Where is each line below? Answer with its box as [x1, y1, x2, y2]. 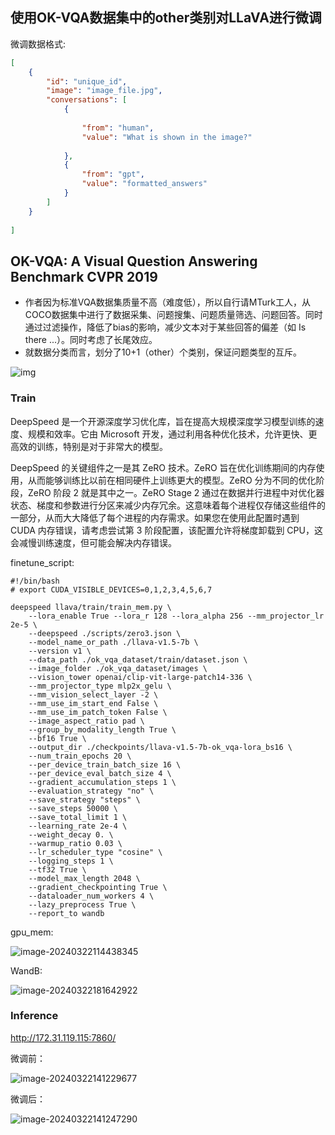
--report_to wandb [28, 908, 105, 918]
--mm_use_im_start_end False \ [28, 698, 159, 708]
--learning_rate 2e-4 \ [28, 821, 128, 831]
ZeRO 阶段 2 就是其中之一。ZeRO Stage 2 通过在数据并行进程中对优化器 [27, 486, 325, 498]
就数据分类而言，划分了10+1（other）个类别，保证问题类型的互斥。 [24, 346, 302, 358]
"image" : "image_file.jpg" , [46, 86, 163, 96]
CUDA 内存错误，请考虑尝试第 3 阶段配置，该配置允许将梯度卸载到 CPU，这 [10, 524, 323, 536]
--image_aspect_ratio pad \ [28, 716, 145, 726]
